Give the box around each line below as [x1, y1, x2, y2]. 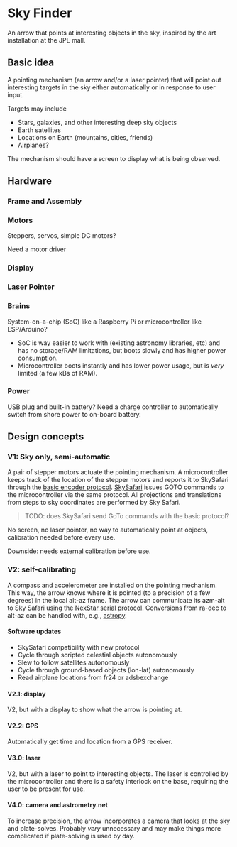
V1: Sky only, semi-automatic [7, 452, 111, 462]
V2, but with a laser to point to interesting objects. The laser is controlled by [7, 769, 229, 778]
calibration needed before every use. [7, 533, 116, 542]
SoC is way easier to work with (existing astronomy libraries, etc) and [17, 339, 221, 347]
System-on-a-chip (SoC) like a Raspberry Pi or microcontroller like [7, 317, 202, 326]
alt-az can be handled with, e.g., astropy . [7, 611, 127, 619]
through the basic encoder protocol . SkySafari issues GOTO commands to [7, 483, 224, 491]
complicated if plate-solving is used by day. [7, 831, 135, 840]
